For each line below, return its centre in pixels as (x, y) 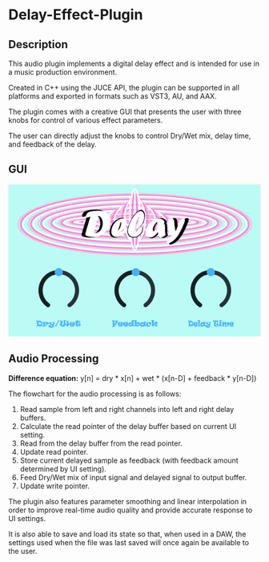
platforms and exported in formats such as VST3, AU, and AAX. (113, 96)
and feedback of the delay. (53, 144)
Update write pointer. (55, 486)
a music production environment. (63, 72)
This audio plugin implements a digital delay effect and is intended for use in (134, 63)
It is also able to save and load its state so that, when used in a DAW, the (127, 534)
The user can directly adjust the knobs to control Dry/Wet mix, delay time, (130, 135)
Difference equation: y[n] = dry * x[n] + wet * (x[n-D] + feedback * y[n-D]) (132, 378)
